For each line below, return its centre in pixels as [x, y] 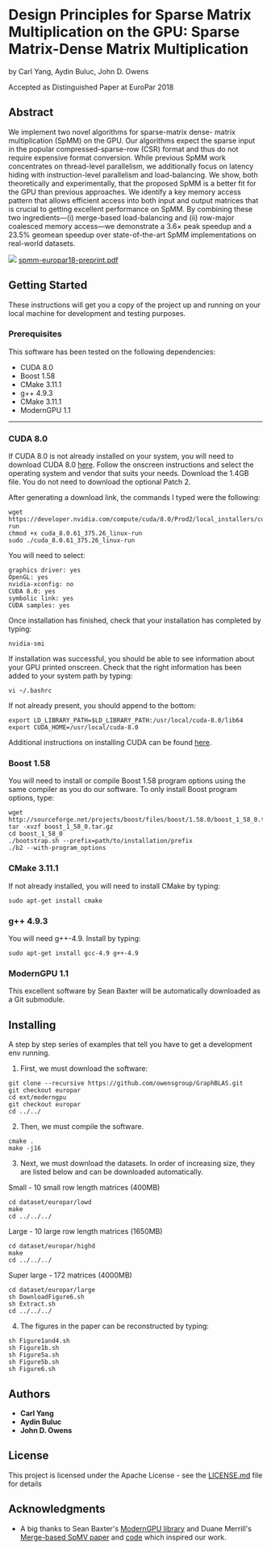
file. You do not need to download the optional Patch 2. [100, 482]
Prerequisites [35, 334]
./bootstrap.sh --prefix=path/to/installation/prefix [101, 841]
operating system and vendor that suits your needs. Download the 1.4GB [129, 473]
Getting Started [48, 285]
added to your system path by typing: [71, 676]
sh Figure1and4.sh [39, 1341]
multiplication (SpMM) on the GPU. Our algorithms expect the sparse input [132, 140]
